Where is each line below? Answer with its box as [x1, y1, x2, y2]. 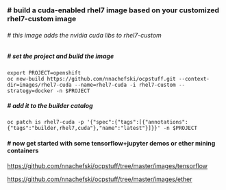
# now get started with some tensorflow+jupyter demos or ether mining [7, 139, 216, 148]
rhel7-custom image [7, 14, 77, 23]
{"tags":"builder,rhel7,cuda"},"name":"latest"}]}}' [7, 125, 161, 132]
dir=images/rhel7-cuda [7, 81, 72, 88]
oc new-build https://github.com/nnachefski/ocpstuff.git [7, 75, 176, 82]
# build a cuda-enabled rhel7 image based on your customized [7, 5, 220, 15]
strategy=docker [7, 87, 53, 94]
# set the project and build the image [7, 52, 114, 60]
